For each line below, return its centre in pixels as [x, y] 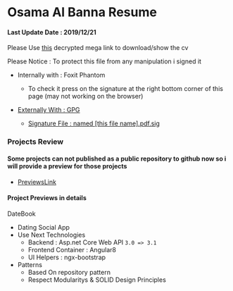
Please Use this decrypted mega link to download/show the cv [98, 48]
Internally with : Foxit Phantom [61, 75]
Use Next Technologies [51, 235]
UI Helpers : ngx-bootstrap [67, 257]
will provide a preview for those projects [67, 166]
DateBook [22, 213]
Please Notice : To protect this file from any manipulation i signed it [105, 61]
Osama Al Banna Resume [82, 12]
